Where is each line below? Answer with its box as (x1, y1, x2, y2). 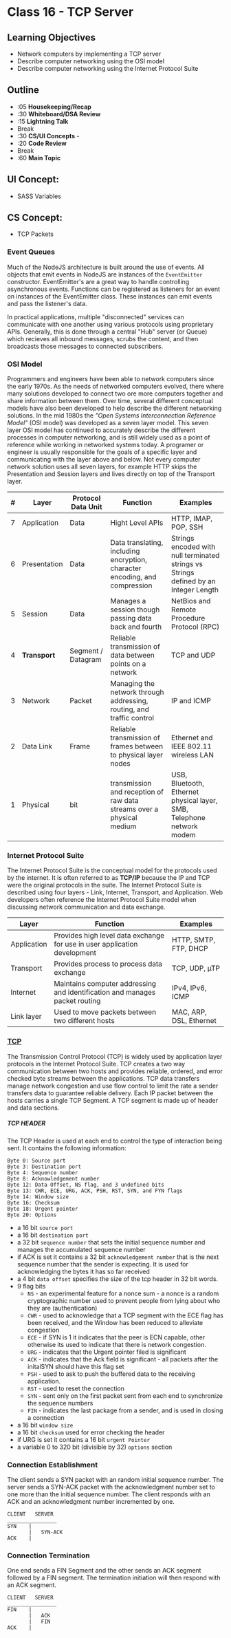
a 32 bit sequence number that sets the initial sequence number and (16, 1238, 206, 1246)
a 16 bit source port (16, 1223, 74, 1231)
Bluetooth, (170, 779, 205, 788)
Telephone (170, 813, 206, 823)
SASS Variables (16, 192, 62, 200)
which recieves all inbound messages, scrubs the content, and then (7, 334, 199, 343)
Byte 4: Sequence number (7, 1169, 78, 1176)
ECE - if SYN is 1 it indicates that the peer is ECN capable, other (27, 1333, 206, 1341)
